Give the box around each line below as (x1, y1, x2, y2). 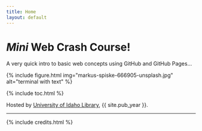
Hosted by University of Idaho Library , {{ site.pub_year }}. (6, 102, 148, 109)
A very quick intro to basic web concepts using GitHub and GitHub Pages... (6, 60, 192, 67)
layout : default (6, 14, 47, 20)
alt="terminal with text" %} (6, 78, 73, 85)
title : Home (6, 8, 36, 15)
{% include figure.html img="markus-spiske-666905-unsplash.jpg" (6, 72, 173, 79)
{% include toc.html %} (6, 90, 64, 97)
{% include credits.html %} (6, 118, 73, 126)
